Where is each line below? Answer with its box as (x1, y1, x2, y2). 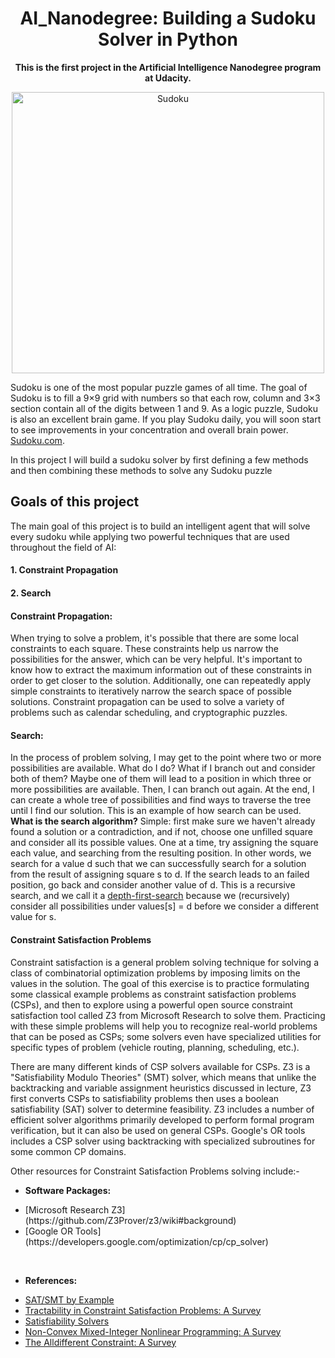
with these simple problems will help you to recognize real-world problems (10, 1020, 318, 1032)
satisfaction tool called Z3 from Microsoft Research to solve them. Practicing (10, 1009, 326, 1021)
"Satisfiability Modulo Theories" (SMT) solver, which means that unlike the (10, 1071, 317, 1083)
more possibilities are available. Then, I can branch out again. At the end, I (10, 783, 315, 796)
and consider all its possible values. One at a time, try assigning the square (10, 837, 319, 849)
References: (24, 1274, 78, 1286)
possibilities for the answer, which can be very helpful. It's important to (10, 653, 303, 666)
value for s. (10, 911, 57, 923)
